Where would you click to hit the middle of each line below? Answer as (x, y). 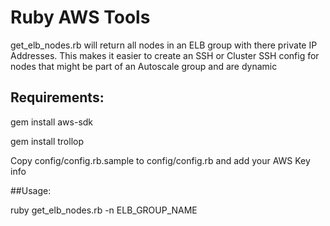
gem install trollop (47, 141)
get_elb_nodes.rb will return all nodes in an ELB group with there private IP (164, 45)
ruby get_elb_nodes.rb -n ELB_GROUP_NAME (104, 210)
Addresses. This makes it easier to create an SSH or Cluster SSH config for (165, 55)
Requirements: (57, 97)
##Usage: (31, 190)
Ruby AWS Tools (80, 17)
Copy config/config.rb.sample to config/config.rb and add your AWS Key (160, 160)
